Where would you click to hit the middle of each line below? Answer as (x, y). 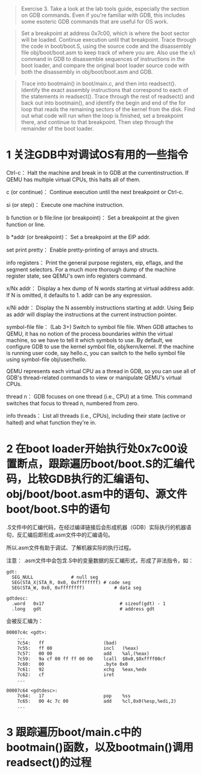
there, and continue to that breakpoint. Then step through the (97, 122)
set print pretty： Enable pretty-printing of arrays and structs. (83, 250)
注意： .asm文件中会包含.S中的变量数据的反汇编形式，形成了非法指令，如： (100, 560)
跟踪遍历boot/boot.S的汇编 (116, 464)
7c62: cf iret (66, 675)
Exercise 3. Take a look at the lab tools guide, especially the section (105, 9)
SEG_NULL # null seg (55, 577)
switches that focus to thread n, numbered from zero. (73, 403)
